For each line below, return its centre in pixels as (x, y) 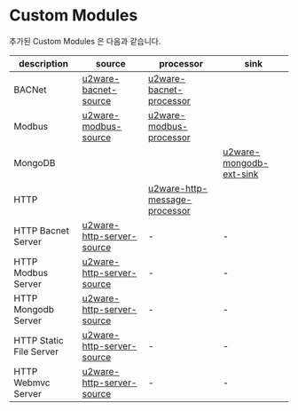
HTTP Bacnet (41, 230)
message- (170, 199)
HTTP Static (39, 340)
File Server (36, 352)
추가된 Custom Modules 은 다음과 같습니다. (85, 41)
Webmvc (32, 383)
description (44, 63)
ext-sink (241, 174)
